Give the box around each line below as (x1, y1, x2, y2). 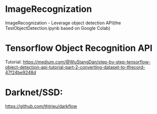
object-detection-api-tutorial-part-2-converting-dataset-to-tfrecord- (5, 64, 145, 70)
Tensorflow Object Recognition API (5, 43, 153, 54)
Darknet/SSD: (5, 87, 63, 98)
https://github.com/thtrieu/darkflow (5, 103, 77, 109)
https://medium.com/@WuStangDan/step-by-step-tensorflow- (23, 58, 151, 65)
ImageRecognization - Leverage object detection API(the (5, 20, 121, 26)
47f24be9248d (5, 69, 36, 75)
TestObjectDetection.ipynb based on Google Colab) (5, 25, 110, 31)
